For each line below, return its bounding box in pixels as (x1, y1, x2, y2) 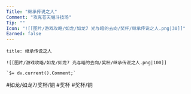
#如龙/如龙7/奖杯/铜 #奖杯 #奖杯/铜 (6, 82, 93, 89)
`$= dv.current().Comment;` (6, 70, 77, 76)
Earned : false (6, 31, 42, 37)
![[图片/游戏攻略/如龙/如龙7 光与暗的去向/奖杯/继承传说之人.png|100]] (6, 60, 167, 66)
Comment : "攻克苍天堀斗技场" (6, 14, 72, 20)
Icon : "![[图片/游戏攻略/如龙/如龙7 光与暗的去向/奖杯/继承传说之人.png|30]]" (6, 25, 186, 32)
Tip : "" (6, 20, 26, 26)
